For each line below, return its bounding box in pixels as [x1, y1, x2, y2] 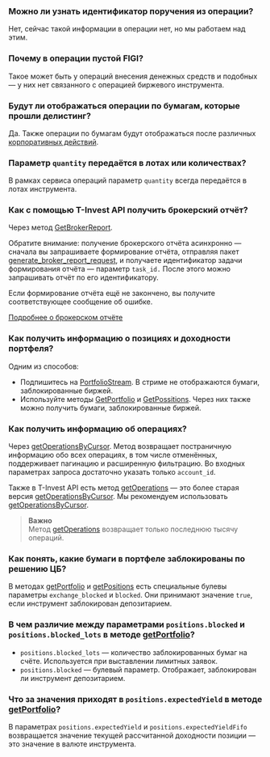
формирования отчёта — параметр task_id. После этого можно [8, 264, 231, 274]
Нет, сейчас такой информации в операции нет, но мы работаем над [8, 24, 246, 34]
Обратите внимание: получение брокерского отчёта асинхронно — [8, 239, 242, 248]
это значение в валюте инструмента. [8, 738, 137, 749]
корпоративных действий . [8, 137, 99, 146]
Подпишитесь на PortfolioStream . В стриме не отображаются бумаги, [19, 377, 260, 387]
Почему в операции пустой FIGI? [8, 53, 143, 64]
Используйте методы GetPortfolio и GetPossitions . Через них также [19, 394, 251, 404]
